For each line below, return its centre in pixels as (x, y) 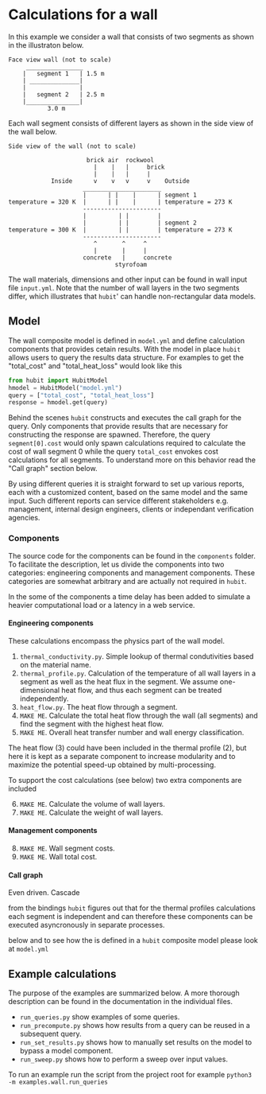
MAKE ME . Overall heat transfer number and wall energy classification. (132, 732)
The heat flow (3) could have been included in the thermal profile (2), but (127, 748)
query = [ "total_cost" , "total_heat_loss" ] (81, 395)
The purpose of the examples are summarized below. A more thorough (124, 993)
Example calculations (62, 973)
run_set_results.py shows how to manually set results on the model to (136, 1042)
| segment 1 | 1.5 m (64, 73)
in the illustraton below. (46, 45)
